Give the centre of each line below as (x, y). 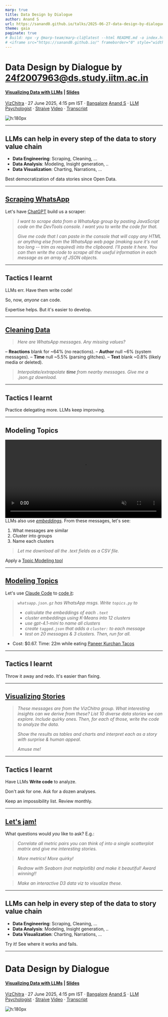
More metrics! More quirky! (45, 859)
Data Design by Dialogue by (64, 67)
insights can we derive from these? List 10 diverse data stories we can (90, 714)
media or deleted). (24, 362)
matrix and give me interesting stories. (57, 849)
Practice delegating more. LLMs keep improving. (55, 410)
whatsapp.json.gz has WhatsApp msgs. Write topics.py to (77, 602)
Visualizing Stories (35, 696)
